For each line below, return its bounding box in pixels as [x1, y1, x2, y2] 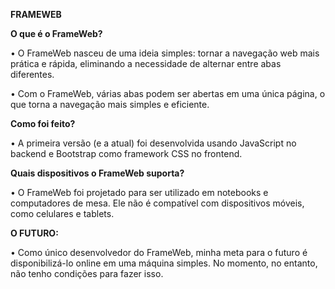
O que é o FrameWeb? [10, 28, 103, 39]
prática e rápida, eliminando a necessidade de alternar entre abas [10, 58, 282, 69]
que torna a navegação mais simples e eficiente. [10, 99, 210, 110]
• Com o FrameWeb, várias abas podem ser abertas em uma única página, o [10, 88, 326, 99]
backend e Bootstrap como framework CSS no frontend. [10, 148, 243, 159]
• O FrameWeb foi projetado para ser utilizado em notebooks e [10, 187, 269, 198]
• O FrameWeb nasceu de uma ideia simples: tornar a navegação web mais [10, 47, 320, 59]
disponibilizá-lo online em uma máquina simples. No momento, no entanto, [10, 257, 318, 269]
